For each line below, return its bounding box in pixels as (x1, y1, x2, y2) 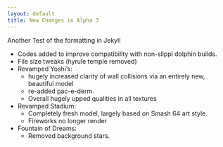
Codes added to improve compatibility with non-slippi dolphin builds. (17, 50, 217, 58)
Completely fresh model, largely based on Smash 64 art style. (27, 109, 208, 118)
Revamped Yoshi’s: (17, 64, 72, 73)
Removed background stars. (27, 131, 110, 140)
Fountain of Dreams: (17, 124, 77, 132)
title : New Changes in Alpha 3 (7, 17, 99, 24)
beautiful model (27, 79, 74, 87)
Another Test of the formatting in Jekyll (7, 36, 121, 44)
